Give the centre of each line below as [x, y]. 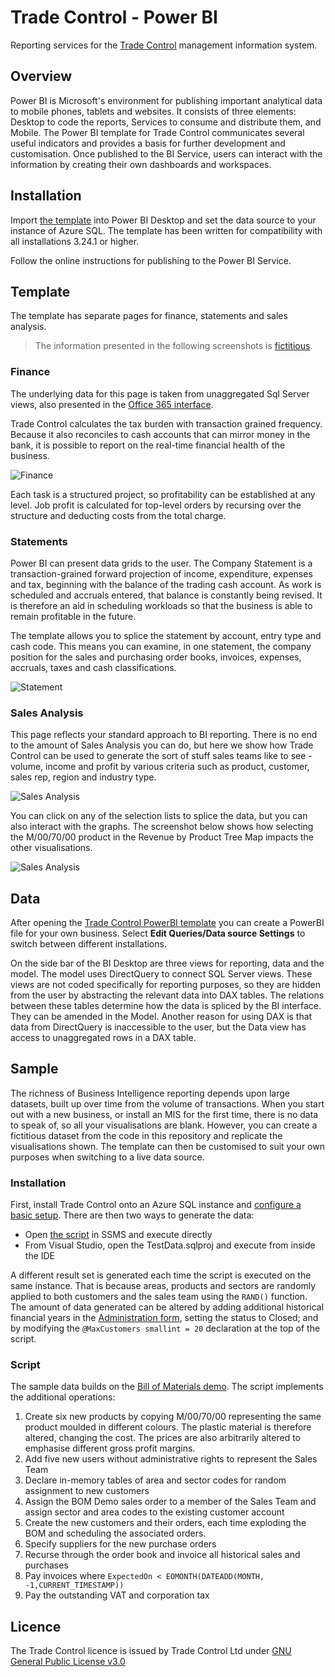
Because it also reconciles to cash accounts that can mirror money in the [160, 434]
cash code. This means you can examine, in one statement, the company [161, 646]
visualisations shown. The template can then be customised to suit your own [167, 1146]
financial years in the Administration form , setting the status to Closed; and [164, 1318]
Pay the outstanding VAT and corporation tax [117, 1595]
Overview [41, 76]
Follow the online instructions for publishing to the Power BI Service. [151, 260]
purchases [46, 1565]
